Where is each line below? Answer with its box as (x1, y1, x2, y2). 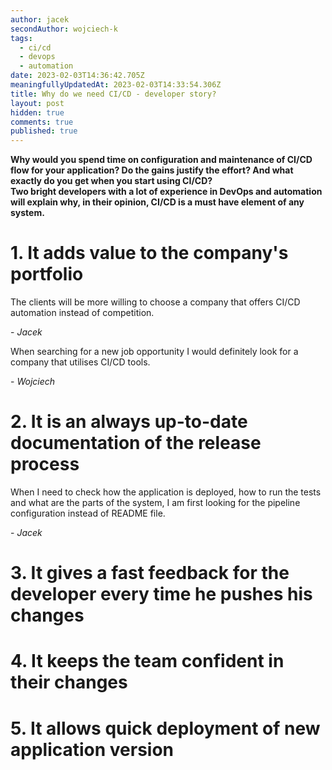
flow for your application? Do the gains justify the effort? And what (10, 164, 294, 176)
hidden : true (10, 107, 65, 118)
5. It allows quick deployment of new (10, 717, 321, 740)
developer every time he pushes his (10, 583, 313, 606)
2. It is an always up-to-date (10, 411, 248, 433)
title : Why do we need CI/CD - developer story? (10, 89, 217, 99)
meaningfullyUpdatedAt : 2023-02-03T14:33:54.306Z (10, 80, 222, 90)
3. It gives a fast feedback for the (10, 562, 290, 585)
